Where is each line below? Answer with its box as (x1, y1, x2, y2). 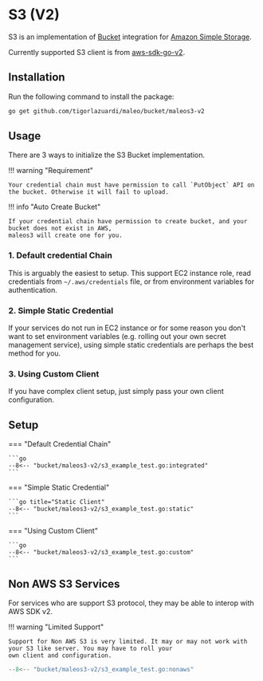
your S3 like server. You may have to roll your (8, 644, 173, 652)
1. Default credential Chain (8, 250, 113, 261)
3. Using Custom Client (8, 368, 100, 380)
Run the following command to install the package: (8, 92, 175, 101)
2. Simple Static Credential (8, 305, 114, 316)
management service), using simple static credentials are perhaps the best (8, 340, 254, 350)
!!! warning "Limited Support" (8, 622, 104, 632)
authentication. (8, 285, 58, 294)
